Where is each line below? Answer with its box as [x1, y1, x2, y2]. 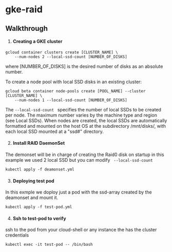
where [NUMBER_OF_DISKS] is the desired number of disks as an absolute [5, 63, 163, 69]
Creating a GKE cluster [12, 38, 63, 45]
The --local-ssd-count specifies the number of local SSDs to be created [5, 106, 162, 112]
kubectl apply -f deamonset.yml [5, 167, 74, 172]
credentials [5, 232, 29, 238]
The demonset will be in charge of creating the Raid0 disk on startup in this [5, 151, 164, 158]
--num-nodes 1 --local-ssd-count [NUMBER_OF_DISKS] [14, 98, 127, 103]
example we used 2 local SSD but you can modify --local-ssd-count [5, 157, 153, 163]
